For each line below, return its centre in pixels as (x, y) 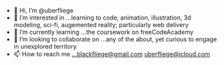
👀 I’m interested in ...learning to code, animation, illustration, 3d (102, 18)
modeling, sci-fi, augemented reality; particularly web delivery (101, 25)
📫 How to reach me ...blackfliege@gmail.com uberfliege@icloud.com (112, 54)
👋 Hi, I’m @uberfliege (43, 10)
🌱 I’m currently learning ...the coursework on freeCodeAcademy (103, 32)
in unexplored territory (45, 46)
